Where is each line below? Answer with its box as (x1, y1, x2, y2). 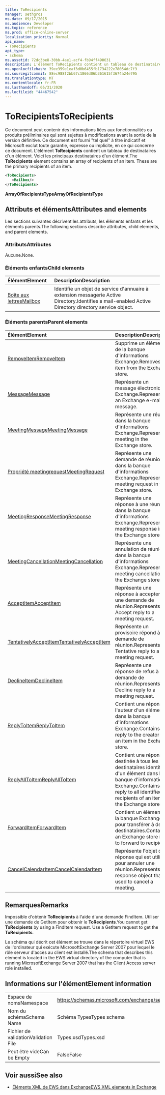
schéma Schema (7, 1014, 45, 1021)
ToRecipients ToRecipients (5, 111, 114, 122)
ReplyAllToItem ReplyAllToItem (7, 776, 76, 783)
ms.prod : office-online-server (5, 30, 69, 35)
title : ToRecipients (5, 7, 48, 12)
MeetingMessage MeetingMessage (7, 426, 88, 433)
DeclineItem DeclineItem (7, 677, 63, 684)
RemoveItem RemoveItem (7, 355, 65, 362)
